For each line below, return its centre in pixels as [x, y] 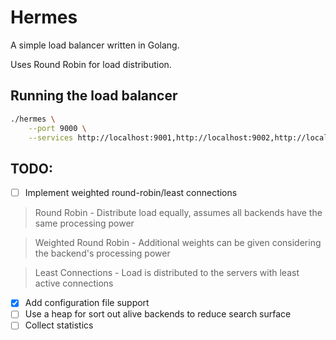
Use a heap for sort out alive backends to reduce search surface [158, 314]
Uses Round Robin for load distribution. [91, 64]
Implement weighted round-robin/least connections [131, 193]
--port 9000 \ [57, 128]
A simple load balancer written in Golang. [95, 45]
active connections [74, 283]
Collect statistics [59, 325]
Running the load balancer [94, 96]
